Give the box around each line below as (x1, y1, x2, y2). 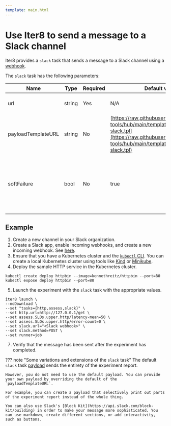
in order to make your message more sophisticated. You (37, 408, 158, 413)
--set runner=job (5, 333, 42, 338)
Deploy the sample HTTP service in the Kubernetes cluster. (12, 264, 137, 270)
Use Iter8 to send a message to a (5, 29, 147, 41)
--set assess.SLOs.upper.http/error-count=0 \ (5, 319, 106, 324)
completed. (12, 347, 37, 353)
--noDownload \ (5, 301, 38, 306)
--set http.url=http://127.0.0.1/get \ (5, 310, 90, 316)
